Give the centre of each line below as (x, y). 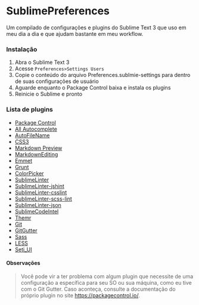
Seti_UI (23, 249)
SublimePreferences (58, 11)
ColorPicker (29, 173)
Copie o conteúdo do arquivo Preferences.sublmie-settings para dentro (102, 75)
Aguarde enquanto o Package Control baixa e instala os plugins (93, 88)
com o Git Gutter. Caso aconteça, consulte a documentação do (98, 289)
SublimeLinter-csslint (41, 192)
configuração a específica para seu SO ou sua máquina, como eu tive (106, 282)
